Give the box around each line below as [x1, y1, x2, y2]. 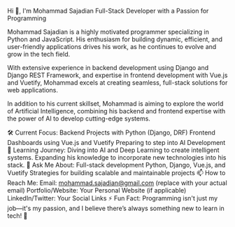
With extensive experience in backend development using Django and [7, 64, 209, 71]
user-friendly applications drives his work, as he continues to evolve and [7, 43, 217, 50]
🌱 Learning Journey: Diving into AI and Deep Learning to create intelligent [7, 146, 220, 154]
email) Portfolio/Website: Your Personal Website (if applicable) [7, 186, 187, 194]
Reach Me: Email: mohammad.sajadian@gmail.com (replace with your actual [7, 179, 227, 187]
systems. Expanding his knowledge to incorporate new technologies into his [7, 153, 227, 161]
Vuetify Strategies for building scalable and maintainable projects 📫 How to [7, 169, 226, 177]
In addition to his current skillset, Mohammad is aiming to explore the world [7, 99, 224, 108]
